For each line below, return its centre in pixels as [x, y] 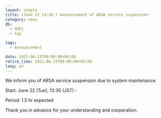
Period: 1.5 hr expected [29, 100]
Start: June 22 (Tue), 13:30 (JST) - [41, 91]
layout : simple [21, 10]
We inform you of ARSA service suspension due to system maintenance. [81, 81]
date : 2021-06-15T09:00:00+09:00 [41, 56]
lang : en [14, 66]
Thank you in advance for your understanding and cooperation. [72, 110]
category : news [21, 19]
